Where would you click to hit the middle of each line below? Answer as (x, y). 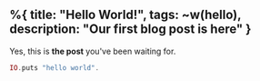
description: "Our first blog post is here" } (130, 30)
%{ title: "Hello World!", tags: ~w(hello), (125, 15)
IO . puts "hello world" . (55, 67)
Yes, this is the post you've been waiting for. (93, 51)
